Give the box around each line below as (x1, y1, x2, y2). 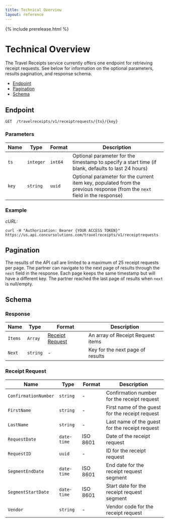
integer (27, 159, 45, 165)
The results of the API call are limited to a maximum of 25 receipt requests (5, 259, 159, 266)
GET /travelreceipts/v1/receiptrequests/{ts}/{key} (5, 119, 118, 124)
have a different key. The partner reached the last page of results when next (5, 275, 163, 282)
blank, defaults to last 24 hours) (72, 164, 148, 171)
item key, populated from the (72, 179, 141, 186)
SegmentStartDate (8, 489, 49, 495)
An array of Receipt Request (88, 332, 155, 339)
